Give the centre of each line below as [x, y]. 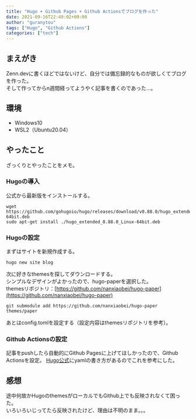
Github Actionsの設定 [37, 340]
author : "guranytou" [31, 22]
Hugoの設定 [23, 237]
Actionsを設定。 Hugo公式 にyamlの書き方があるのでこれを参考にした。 [92, 361]
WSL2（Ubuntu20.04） [43, 130]
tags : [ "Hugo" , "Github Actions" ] [48, 28]
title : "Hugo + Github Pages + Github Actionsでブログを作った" [82, 11]
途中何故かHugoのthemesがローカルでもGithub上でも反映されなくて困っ [93, 396]
